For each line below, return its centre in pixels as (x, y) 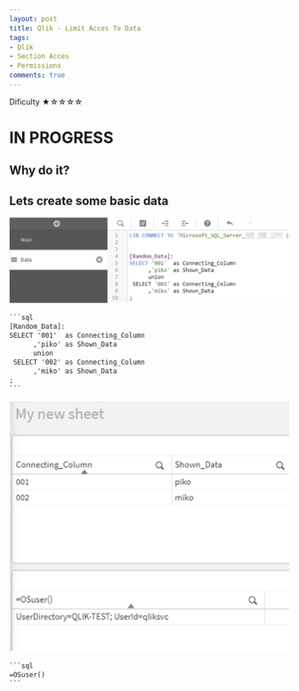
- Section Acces (39, 57)
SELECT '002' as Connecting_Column (79, 362)
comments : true (37, 76)
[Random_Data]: (37, 326)
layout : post (33, 19)
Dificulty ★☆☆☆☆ (46, 102)
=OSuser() (28, 675)
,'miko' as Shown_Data (75, 371)
